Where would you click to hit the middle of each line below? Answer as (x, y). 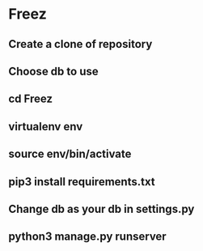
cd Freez (31, 99)
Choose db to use (53, 71)
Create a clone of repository (80, 44)
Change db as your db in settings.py (101, 208)
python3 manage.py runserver (88, 237)
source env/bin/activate (70, 154)
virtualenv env (46, 126)
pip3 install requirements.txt (82, 182)
